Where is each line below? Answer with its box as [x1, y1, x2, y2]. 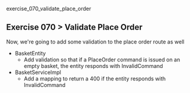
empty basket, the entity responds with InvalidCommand [23, 62, 163, 69]
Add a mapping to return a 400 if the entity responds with [23, 75, 166, 82]
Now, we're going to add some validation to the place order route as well [6, 38, 185, 45]
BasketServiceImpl [14, 69, 62, 76]
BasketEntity [14, 49, 46, 57]
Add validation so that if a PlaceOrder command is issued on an [23, 56, 180, 63]
